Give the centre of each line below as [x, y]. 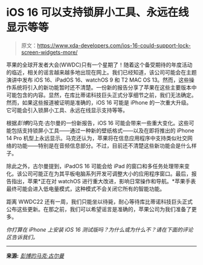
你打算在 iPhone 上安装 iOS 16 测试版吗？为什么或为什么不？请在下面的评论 [100, 229]
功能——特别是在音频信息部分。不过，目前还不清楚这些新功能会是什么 [104, 145]
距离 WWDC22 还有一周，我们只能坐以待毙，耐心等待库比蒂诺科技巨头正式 [100, 201]
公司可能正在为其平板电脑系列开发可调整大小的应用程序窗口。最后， [107, 174]
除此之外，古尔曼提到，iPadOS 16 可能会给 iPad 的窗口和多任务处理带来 [95, 166]
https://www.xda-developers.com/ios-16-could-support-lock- [114, 45]
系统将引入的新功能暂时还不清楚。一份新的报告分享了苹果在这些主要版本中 [104, 87]
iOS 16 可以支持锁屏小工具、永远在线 [98, 12]
